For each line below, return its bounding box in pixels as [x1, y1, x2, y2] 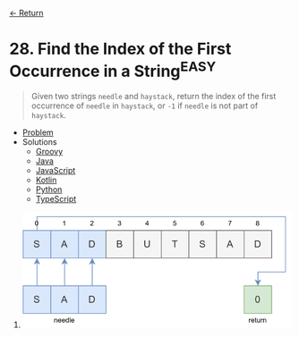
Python [35, 184, 63, 195]
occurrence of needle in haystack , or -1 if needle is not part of [30, 100, 259, 111]
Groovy [35, 147, 64, 157]
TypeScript [35, 194, 77, 205]
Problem [21, 127, 54, 138]
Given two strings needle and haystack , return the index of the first [30, 91, 277, 102]
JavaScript [35, 165, 76, 176]
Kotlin [35, 174, 57, 186]
